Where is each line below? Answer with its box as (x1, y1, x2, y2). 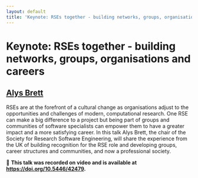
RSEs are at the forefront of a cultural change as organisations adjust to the (6, 104, 189, 111)
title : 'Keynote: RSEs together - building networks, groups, (6, 14, 162, 20)
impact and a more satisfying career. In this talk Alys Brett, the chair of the (6, 128, 186, 136)
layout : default (6, 8, 46, 15)
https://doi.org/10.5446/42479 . (6, 165, 86, 172)
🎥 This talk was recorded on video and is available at (6, 159, 137, 166)
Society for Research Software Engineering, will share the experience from (6, 135, 187, 142)
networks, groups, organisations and (6, 52, 191, 65)
